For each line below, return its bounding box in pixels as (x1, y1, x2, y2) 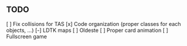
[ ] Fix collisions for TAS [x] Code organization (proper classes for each (6, 20, 181, 27)
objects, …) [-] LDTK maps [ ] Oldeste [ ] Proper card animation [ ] (6, 27, 168, 34)
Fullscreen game (6, 32, 47, 40)
